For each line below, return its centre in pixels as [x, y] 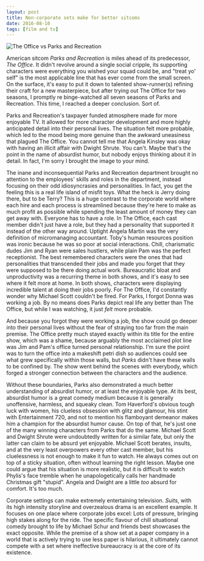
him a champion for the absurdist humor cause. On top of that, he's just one [101, 424]
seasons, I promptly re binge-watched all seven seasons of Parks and [94, 97]
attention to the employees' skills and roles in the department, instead [94, 179]
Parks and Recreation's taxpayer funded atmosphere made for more [92, 116]
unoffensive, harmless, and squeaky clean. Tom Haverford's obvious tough [100, 405]
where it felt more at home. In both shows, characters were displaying [94, 283]
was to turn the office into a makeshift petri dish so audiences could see [97, 354]
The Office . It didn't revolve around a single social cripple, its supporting [97, 65]
